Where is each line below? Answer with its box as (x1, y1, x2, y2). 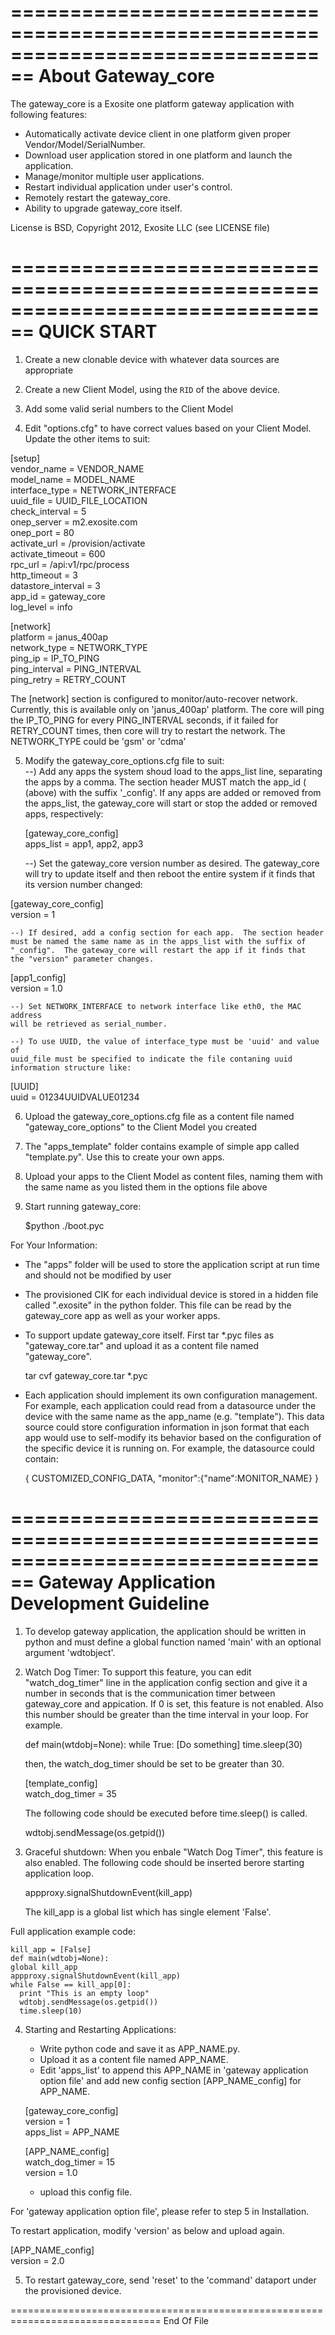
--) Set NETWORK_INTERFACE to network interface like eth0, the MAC (10, 1001, 302, 1011)
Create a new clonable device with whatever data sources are (24, 353, 280, 365)
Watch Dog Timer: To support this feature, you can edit (24, 1666, 252, 1678)
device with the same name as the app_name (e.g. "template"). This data (24, 1410, 325, 1422)
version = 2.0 (10, 2254, 65, 2266)
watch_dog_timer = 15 (24, 2156, 115, 2168)
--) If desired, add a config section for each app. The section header (10, 927, 325, 938)
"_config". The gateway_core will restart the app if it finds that (10, 945, 307, 955)
